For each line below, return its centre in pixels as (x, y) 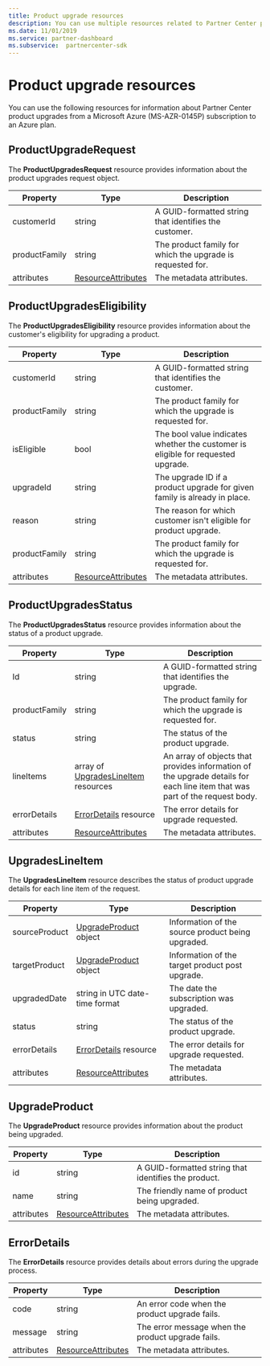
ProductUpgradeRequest (72, 150)
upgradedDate (39, 999)
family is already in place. (202, 497)
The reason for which (195, 510)
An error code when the (181, 1303)
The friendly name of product (192, 1191)
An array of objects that (208, 756)
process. (23, 1270)
